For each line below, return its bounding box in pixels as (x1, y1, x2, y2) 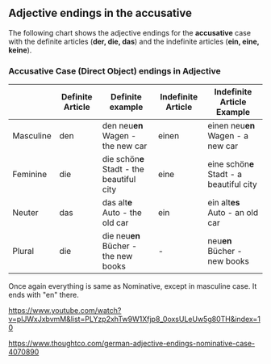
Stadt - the (102, 163, 145, 175)
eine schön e (207, 159, 255, 170)
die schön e (102, 154, 145, 165)
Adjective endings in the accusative (8, 6, 192, 20)
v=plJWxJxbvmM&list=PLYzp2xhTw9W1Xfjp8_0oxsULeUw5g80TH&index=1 (8, 315, 261, 324)
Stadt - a (207, 169, 242, 180)
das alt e (102, 197, 133, 209)
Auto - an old (207, 207, 259, 218)
